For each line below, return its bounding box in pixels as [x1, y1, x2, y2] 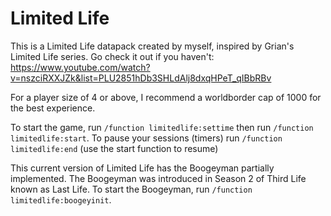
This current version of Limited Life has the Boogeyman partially [10, 162, 275, 174]
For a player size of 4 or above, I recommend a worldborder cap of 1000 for [10, 91, 322, 103]
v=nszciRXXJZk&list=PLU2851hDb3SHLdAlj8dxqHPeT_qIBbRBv [10, 72, 272, 84]
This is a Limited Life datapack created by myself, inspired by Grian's [10, 40, 295, 52]
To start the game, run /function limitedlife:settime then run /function [10, 121, 314, 133]
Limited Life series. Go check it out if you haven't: [10, 50, 215, 62]
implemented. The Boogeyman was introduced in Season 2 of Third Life [10, 172, 307, 184]
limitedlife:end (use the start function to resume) [10, 142, 219, 154]
